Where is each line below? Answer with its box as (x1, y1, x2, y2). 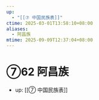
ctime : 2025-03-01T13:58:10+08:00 (6, 20, 94, 26)
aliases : (6, 25, 28, 32)
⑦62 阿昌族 (6, 65, 69, 79)
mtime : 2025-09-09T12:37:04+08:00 (6, 37, 94, 43)
